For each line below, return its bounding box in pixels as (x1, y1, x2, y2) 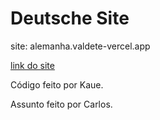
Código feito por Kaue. (10, 78, 104, 91)
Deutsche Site (10, 7, 130, 30)
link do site (10, 59, 55, 71)
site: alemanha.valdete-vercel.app (10, 40, 151, 52)
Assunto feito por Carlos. (10, 98, 113, 110)
